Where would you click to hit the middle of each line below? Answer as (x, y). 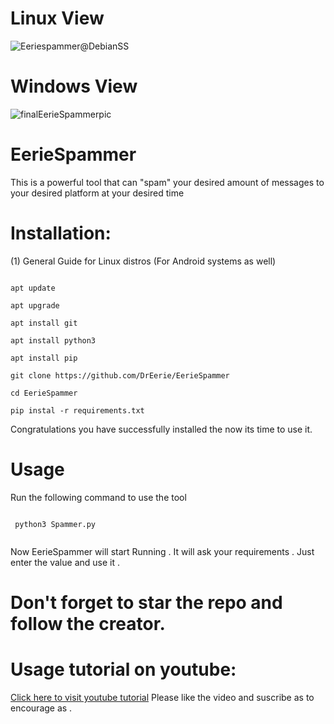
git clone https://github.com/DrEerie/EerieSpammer (120, 375)
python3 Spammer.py (55, 524)
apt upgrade (35, 305)
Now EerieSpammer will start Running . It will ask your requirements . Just (162, 551)
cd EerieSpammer (44, 393)
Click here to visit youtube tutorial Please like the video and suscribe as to (162, 697)
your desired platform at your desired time (97, 193)
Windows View (74, 86)
